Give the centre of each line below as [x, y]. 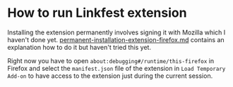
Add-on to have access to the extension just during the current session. [110, 76]
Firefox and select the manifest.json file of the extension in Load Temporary [116, 68]
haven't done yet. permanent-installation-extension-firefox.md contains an [116, 39]
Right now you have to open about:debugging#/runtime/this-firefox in [111, 60]
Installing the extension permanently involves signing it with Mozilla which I [116, 32]
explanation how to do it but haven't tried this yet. [79, 47]
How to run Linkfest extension [97, 13]
